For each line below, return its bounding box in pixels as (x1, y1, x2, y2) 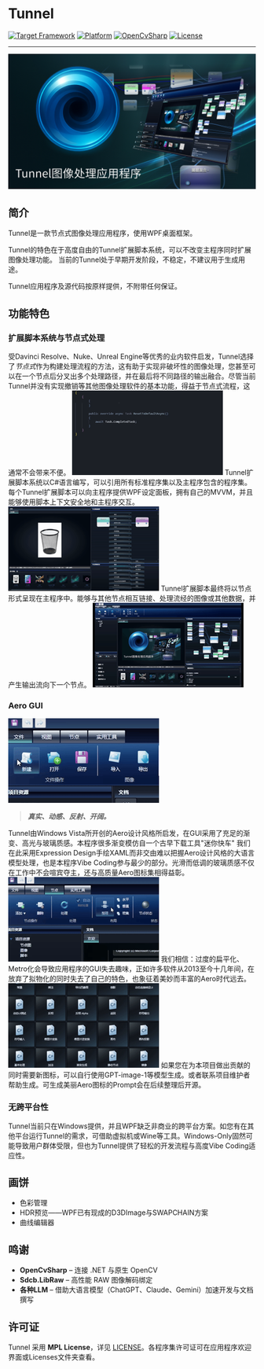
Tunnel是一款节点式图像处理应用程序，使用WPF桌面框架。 (8, 229, 197, 238)
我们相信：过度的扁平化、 (160, 955, 244, 964)
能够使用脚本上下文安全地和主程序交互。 (8, 497, 139, 507)
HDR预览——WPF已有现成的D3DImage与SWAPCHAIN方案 (19, 1208, 208, 1217)
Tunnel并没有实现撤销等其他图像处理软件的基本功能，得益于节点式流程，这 (8, 381, 251, 391)
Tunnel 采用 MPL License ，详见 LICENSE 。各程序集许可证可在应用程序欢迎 (8, 1342, 251, 1352)
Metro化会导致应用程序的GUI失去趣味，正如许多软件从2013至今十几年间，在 (8, 964, 255, 973)
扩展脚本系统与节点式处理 (8, 332, 105, 343)
